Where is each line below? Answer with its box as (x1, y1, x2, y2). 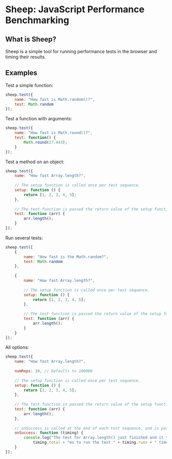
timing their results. (5, 54, 46, 60)
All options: (5, 344, 29, 351)
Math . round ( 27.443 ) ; (24, 140, 68, 145)
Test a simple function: (5, 82, 54, 88)
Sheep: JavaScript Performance (5, 4, 145, 15)
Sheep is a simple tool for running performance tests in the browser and (5, 49, 157, 54)
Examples (5, 69, 37, 77)
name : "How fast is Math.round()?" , (14, 130, 93, 136)
